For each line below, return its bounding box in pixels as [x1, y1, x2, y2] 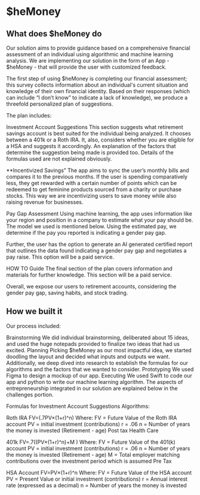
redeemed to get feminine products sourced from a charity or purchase [6, 186, 182, 193]
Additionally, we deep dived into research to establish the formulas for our [6, 359, 188, 366]
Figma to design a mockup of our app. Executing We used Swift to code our [6, 372, 192, 379]
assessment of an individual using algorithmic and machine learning [6, 51, 174, 58]
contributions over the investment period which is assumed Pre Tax [6, 457, 172, 465]
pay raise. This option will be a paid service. [6, 253, 115, 260]
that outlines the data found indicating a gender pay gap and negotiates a [6, 247, 187, 254]
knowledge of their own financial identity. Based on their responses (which [6, 88, 190, 94]
